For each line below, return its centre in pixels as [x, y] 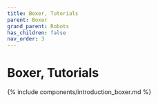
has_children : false [37, 33]
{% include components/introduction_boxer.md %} [79, 92]
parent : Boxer [28, 20]
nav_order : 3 [26, 39]
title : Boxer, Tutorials [43, 13]
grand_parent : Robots [38, 26]
